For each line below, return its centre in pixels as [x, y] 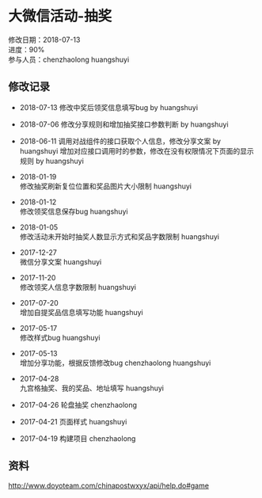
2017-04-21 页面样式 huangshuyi [73, 421]
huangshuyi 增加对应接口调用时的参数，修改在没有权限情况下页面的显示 [137, 150]
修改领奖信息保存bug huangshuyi [74, 211]
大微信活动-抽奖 [60, 16]
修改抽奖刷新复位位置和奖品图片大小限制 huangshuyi [106, 186]
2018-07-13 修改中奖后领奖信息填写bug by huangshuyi [109, 107]
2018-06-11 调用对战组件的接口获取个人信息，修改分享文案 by [120, 141]
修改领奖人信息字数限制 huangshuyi [78, 287]
